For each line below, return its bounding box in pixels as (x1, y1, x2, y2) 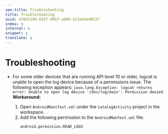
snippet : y (5, 31, 28, 36)
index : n (5, 21, 24, 27)
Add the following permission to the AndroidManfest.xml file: (20, 114, 144, 120)
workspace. (20, 109, 45, 115)
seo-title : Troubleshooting (5, 7, 64, 13)
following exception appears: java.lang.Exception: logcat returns (12, 84, 152, 90)
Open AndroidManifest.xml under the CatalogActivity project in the (20, 103, 160, 109)
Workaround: (12, 94, 41, 100)
